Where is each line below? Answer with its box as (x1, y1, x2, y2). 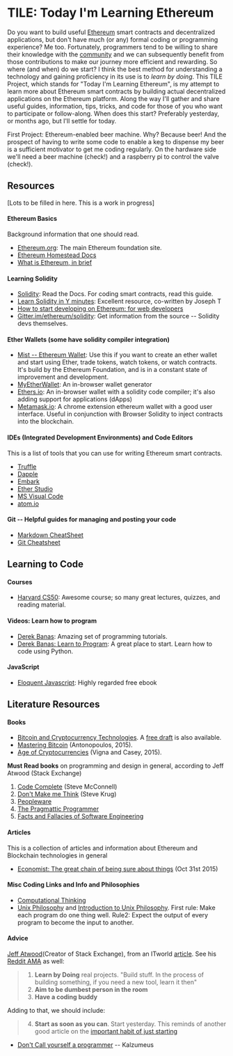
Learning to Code (7, 559, 84, 570)
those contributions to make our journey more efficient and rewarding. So (7, 57, 218, 65)
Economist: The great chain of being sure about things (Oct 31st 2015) (17, 864, 218, 873)
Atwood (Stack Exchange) (7, 769, 82, 777)
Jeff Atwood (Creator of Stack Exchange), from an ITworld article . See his (7, 949, 217, 958)
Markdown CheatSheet (17, 531, 83, 539)
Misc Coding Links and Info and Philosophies (7, 880, 140, 889)
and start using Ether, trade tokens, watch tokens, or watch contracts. (17, 358, 218, 366)
